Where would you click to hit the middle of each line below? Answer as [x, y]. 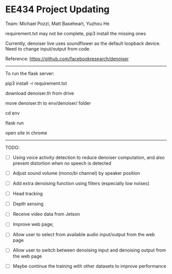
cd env [13, 113]
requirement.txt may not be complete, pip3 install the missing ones [76, 33]
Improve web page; [33, 224]
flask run [15, 123]
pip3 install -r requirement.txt [36, 83]
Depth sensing [28, 204]
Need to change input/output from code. [48, 49]
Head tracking [28, 194]
